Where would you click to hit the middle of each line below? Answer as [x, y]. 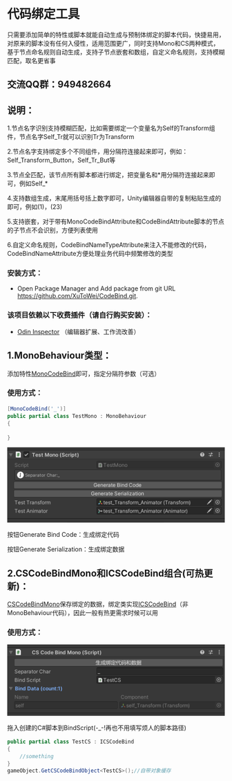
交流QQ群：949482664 [59, 85]
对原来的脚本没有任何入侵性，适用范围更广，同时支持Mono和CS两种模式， [113, 43]
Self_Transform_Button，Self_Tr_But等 [61, 160]
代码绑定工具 [44, 14]
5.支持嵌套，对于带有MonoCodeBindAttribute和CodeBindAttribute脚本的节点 [116, 221]
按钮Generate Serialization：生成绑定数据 [66, 549]
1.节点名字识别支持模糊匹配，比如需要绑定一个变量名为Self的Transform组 [111, 128]
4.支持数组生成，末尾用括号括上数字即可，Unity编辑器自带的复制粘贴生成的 [114, 199]
